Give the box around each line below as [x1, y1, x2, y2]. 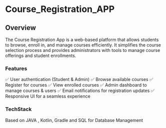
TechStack [5, 106, 32, 113]
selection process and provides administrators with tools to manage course [5, 47, 160, 53]
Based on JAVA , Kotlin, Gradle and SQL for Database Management [5, 117, 143, 123]
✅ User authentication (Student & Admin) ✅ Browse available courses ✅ [5, 76, 153, 82]
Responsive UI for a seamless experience [5, 93, 91, 99]
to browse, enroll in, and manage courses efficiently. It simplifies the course [5, 42, 161, 48]
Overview [5, 23, 36, 32]
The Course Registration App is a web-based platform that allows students [5, 36, 159, 42]
